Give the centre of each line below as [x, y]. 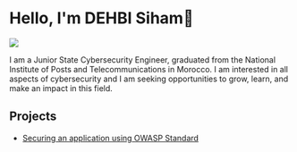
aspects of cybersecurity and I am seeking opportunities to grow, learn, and [149, 79]
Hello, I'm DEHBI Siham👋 [102, 18]
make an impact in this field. [61, 88]
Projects [33, 117]
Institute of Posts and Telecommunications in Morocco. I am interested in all [149, 69]
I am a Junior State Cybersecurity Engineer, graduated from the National [142, 59]
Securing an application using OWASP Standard [110, 138]
